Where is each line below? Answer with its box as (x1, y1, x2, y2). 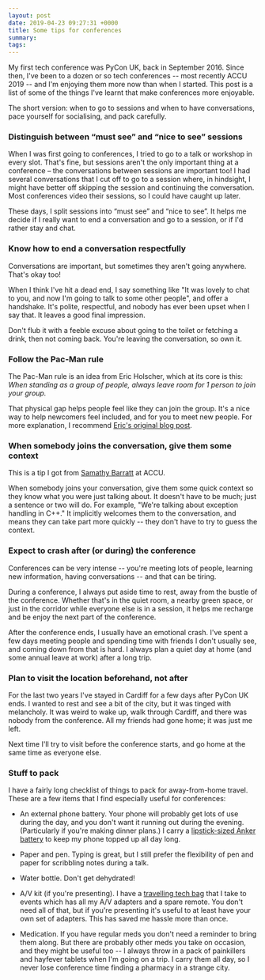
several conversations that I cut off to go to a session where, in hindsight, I (8, 175, 251, 184)
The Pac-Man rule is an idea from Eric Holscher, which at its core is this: (8, 372, 244, 381)
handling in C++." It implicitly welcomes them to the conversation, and (8, 509, 237, 518)
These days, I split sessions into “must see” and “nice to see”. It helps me (8, 206, 247, 216)
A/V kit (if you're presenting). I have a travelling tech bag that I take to (19, 889, 247, 899)
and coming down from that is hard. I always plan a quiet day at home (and (8, 644, 252, 653)
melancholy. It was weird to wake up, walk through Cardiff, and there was (8, 707, 248, 717)
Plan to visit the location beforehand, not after (8, 672, 188, 683)
